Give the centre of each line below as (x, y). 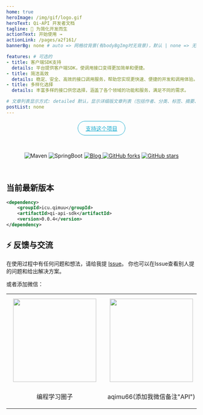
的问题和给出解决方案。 (35, 271)
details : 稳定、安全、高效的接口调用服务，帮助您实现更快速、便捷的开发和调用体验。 (105, 79)
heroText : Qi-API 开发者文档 (41, 23)
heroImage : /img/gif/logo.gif (44, 18)
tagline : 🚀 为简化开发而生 (37, 29)
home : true (20, 12)
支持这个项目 (101, 128)
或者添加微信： (25, 284)
